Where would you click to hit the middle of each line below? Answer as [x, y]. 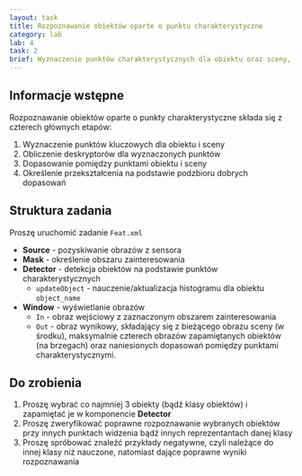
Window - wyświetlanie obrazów [84, 307]
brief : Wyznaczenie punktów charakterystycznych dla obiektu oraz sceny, [151, 59]
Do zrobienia [46, 383]
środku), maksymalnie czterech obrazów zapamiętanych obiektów [158, 335]
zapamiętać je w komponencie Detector [97, 414]
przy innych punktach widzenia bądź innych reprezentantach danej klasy [157, 433]
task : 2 [24, 51]
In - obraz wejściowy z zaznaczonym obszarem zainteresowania [156, 316]
